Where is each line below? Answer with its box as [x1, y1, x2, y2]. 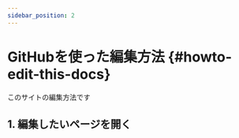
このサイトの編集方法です [7, 92, 91, 102]
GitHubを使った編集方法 [7, 48, 165, 65]
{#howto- [167, 48, 233, 65]
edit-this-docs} [7, 65, 111, 83]
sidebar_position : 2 [7, 11, 76, 20]
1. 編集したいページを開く [7, 117, 132, 131]
